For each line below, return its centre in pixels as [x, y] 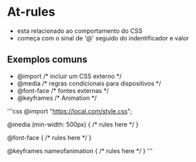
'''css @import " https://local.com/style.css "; [70, 111]
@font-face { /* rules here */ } [49, 137]
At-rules [31, 12]
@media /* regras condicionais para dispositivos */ [89, 83]
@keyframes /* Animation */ [57, 98]
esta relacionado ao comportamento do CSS [79, 31]
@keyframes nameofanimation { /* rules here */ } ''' [80, 150]
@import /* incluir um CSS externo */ [69, 76]
